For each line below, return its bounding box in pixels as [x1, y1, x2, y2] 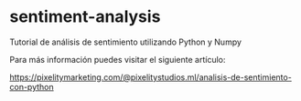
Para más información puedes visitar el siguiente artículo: [9, 54, 226, 65]
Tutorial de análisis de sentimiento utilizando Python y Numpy [9, 36, 242, 47]
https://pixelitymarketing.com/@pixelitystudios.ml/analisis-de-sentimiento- [9, 71, 293, 83]
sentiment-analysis [9, 6, 161, 27]
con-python [9, 81, 54, 92]
